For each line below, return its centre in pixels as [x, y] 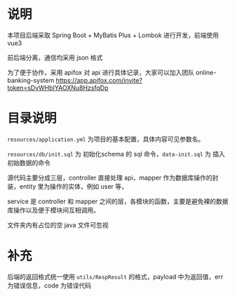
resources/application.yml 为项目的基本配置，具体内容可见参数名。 [106, 139]
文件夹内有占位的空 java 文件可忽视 [58, 224]
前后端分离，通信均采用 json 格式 [55, 58]
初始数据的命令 [29, 163]
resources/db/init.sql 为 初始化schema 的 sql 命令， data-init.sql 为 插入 [116, 154]
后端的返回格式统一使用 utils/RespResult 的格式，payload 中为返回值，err [115, 276]
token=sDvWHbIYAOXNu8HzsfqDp [58, 88]
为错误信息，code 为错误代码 [49, 285]
